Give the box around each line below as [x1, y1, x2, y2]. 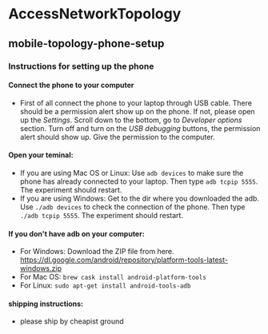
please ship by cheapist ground [19, 316, 124, 326]
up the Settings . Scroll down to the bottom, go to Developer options [19, 115, 242, 125]
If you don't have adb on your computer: [8, 229, 146, 238]
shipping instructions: [8, 299, 84, 308]
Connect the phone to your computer [8, 81, 134, 90]
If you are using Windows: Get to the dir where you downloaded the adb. [19, 193, 260, 203]
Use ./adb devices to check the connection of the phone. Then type [19, 201, 246, 212]
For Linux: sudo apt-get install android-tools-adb [19, 280, 191, 290]
